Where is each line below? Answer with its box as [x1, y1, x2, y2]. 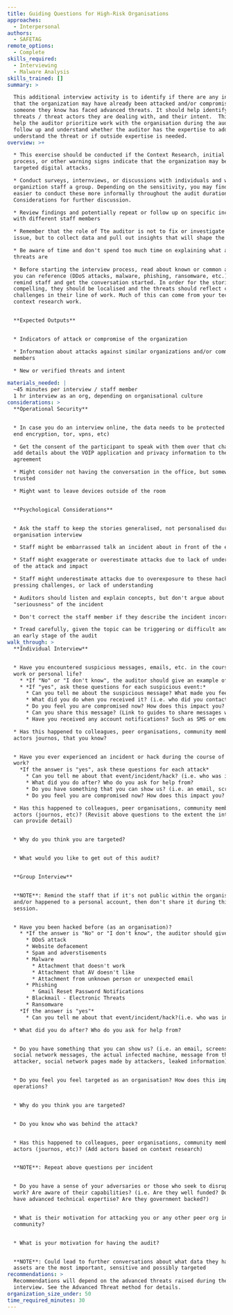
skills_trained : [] [7, 74, 64, 82]
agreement [13, 456, 42, 463]
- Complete [13, 49, 45, 56]
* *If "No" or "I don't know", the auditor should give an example [19, 677, 218, 684]
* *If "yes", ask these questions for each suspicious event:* [19, 683, 207, 690]
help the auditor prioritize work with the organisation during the [13, 120, 216, 126]
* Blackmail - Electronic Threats [25, 995, 126, 1002]
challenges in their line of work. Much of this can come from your [13, 292, 216, 299]
